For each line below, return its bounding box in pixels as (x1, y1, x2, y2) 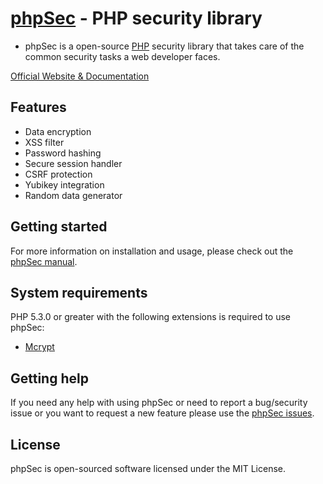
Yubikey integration (24, 178, 105, 191)
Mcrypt (24, 341, 55, 353)
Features (10, 99, 67, 116)
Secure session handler (24, 157, 123, 169)
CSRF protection (24, 168, 93, 180)
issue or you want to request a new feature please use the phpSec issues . (10, 407, 315, 419)
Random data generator (24, 189, 123, 201)
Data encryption (24, 125, 92, 137)
